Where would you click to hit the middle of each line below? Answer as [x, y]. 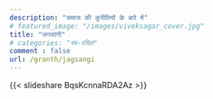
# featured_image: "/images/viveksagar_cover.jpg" [107, 26]
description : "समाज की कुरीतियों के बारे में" [79, 18]
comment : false [40, 51]
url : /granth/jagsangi [52, 59]
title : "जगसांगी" [38, 34]
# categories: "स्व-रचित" [53, 43]
